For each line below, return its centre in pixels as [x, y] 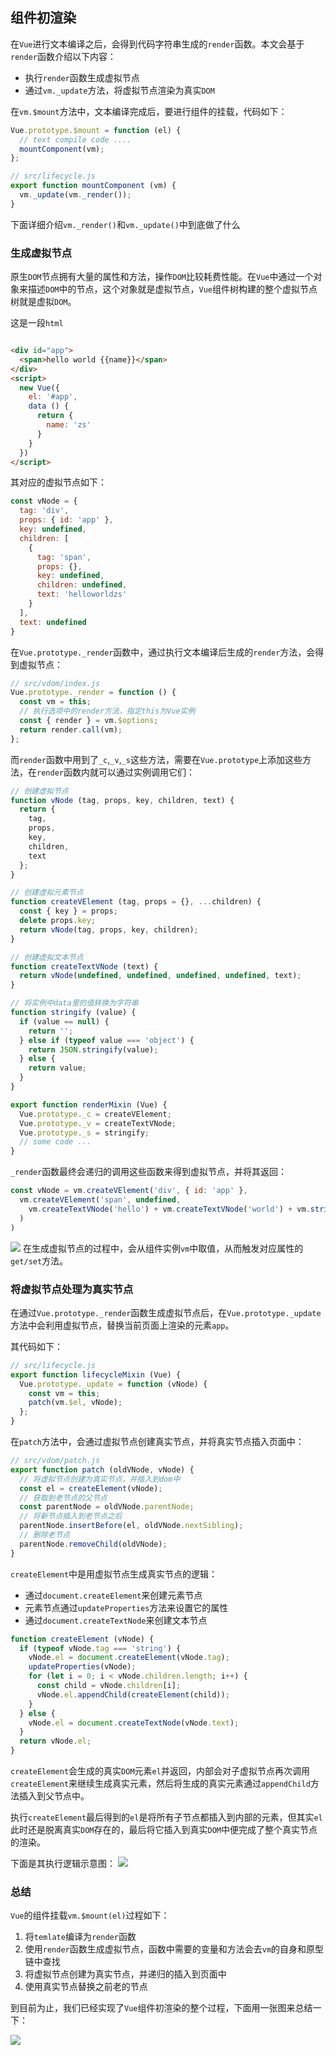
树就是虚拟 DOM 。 [43, 302]
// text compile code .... [75, 139]
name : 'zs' [69, 425]
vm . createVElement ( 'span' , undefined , [100, 1200]
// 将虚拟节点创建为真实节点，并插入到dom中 [100, 1479]
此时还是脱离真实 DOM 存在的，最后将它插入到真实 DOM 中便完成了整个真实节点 [164, 1830]
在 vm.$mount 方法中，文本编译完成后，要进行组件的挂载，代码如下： [149, 111]
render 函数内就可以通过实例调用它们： [115, 772]
